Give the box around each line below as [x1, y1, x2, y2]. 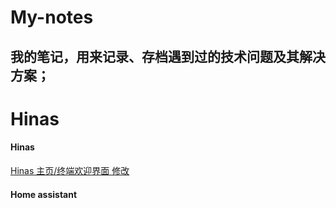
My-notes [10, 6, 94, 29]
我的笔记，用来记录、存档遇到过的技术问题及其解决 [10, 48, 326, 65]
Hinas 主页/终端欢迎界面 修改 [10, 164, 130, 176]
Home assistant [10, 188, 78, 200]
